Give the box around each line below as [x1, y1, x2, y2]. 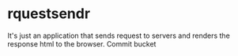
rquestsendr [7, 5, 91, 23]
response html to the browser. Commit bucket [7, 39, 157, 48]
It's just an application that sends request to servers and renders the [7, 31, 230, 40]
